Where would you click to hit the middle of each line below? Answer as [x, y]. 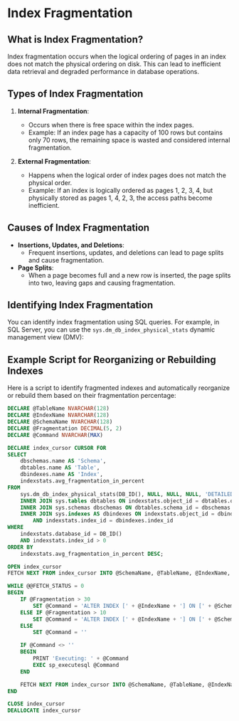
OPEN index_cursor [34, 567]
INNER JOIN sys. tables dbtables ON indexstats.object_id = [110, 501]
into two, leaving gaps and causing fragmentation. [102, 283]
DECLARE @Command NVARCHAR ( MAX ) [55, 435]
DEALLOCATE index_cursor [44, 711]
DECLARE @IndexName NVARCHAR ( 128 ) [59, 415]
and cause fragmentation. [66, 260]
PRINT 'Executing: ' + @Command [81, 658]
